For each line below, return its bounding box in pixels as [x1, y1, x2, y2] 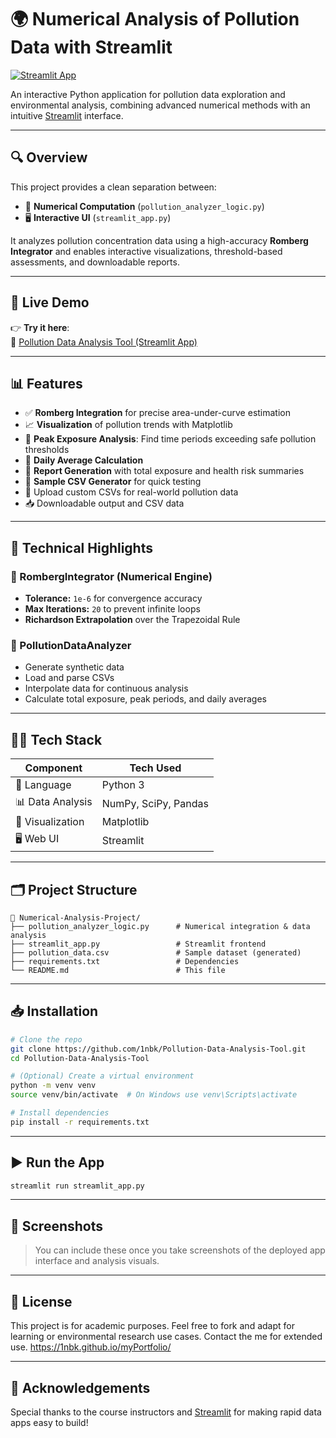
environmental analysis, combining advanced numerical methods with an [10, 99, 311, 111]
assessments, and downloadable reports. [10, 256, 180, 268]
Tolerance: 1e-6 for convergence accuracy [24, 592, 203, 605]
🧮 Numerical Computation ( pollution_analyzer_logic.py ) [24, 200, 265, 212]
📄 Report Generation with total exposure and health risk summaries [24, 465, 305, 477]
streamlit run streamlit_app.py [10, 1181, 145, 1191]
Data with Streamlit [10, 36, 173, 59]
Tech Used [129, 761, 182, 775]
